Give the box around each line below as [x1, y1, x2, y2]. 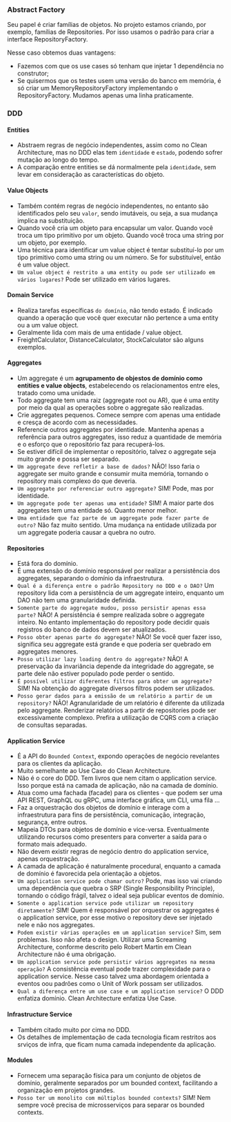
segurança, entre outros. [17, 818, 88, 826]
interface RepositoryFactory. [7, 35, 88, 44]
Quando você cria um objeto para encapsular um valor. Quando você [17, 223, 214, 232]
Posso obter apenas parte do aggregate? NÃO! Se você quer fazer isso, [17, 633, 222, 641]
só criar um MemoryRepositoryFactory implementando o [17, 84, 179, 93]
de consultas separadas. [17, 721, 88, 730]
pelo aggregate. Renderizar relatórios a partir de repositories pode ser [17, 706, 217, 714]
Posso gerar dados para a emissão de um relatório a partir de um [17, 693, 212, 700]
